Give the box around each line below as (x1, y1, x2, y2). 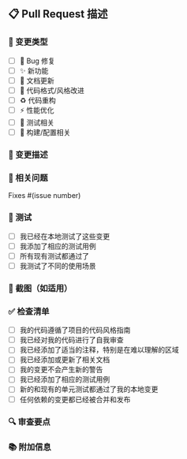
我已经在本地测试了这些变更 (19, 231, 110, 241)
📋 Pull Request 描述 (8, 7, 108, 21)
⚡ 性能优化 (19, 106, 54, 114)
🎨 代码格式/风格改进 (19, 85, 84, 95)
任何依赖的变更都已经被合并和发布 (19, 394, 131, 404)
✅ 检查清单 (8, 306, 50, 317)
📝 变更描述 (8, 149, 49, 160)
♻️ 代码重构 (19, 95, 57, 105)
